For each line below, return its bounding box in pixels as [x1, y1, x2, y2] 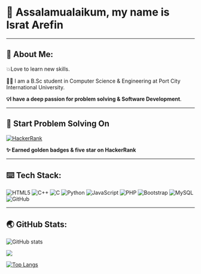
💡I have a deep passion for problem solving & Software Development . [6, 95, 182, 103]
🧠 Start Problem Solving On [6, 119, 109, 129]
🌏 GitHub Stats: [6, 219, 68, 230]
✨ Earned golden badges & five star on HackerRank [6, 146, 136, 153]
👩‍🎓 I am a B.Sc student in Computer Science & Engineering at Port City [6, 77, 181, 85]
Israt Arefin [6, 18, 64, 32]
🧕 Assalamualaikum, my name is [6, 5, 170, 19]
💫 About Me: [6, 49, 54, 59]
